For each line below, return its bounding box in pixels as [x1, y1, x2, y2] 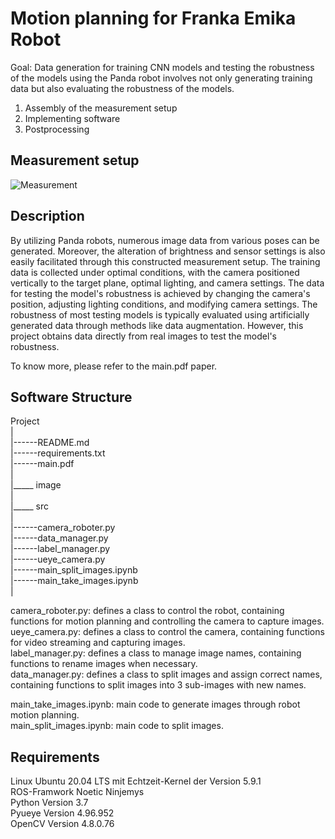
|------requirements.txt [10, 447, 106, 459]
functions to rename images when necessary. [10, 658, 198, 670]
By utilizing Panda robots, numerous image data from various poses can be [10, 234, 320, 246]
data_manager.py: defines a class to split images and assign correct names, [10, 668, 323, 681]
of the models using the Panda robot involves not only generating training [10, 72, 313, 84]
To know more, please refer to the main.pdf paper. [10, 360, 218, 372]
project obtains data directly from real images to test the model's [10, 330, 277, 342]
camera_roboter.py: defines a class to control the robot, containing [10, 605, 285, 617]
